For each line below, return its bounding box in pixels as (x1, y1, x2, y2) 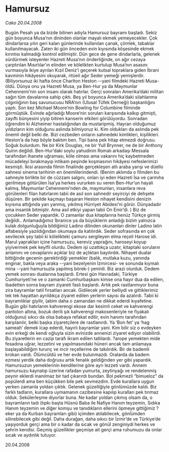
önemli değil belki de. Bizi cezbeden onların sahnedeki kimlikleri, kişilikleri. (5, 131, 160, 137)
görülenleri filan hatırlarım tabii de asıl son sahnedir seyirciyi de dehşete (5, 190, 155, 196)
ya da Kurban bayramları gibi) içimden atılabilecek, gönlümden (15, 410, 145, 417)
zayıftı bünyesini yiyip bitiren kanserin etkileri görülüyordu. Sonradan (5, 115, 148, 121)
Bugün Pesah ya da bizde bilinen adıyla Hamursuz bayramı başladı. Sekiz (5, 29, 157, 35)
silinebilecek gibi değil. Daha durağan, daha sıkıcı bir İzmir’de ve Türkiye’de (5, 416, 161, 422)
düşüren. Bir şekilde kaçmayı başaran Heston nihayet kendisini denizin (5, 195, 152, 202)
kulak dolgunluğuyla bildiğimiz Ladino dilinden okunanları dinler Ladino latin (5, 223, 162, 229)
